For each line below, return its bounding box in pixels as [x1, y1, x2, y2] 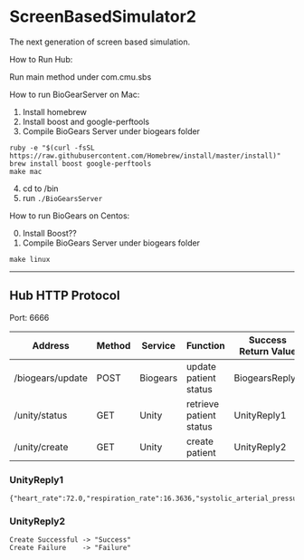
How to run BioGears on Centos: [9, 210, 130, 221]
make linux [9, 255, 51, 264]
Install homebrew [22, 106, 88, 117]
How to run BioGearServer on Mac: [9, 89, 140, 100]
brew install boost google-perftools [9, 159, 152, 169]
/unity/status [14, 409, 68, 421]
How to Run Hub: [9, 53, 73, 64]
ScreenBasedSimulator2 [9, 6, 197, 27]
